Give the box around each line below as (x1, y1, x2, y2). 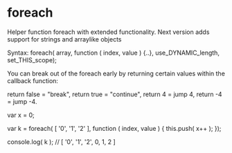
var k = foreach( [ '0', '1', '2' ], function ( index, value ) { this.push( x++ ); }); (7, 124, 222, 132)
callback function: (7, 76, 59, 84)
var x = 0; (7, 111, 35, 119)
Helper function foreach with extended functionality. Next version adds (7, 28, 210, 36)
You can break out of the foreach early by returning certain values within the (7, 69, 225, 78)
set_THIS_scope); (7, 55, 57, 64)
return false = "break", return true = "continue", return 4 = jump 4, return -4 (7, 90, 223, 98)
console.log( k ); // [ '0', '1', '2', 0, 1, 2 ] (7, 137, 116, 146)
